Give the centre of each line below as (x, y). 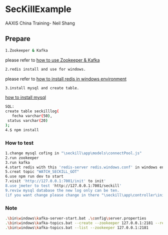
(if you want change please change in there (52, 195)
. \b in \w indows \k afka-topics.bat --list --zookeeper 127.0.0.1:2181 (77, 227)
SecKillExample (38, 9)
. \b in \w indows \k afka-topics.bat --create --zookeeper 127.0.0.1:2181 (79, 223)
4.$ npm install (22, 130)
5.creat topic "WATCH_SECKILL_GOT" (42, 172)
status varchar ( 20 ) (28, 121)
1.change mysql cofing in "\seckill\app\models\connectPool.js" (73, 153)
